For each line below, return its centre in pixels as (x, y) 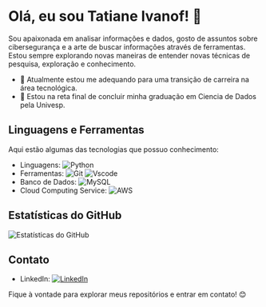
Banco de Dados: (48, 181)
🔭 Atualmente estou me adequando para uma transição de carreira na (135, 79)
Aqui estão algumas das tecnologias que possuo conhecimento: (114, 149)
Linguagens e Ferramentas (77, 130)
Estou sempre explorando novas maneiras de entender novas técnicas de (129, 55)
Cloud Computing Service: (64, 190)
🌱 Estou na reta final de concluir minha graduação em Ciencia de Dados (138, 96)
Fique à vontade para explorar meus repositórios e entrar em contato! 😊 (127, 294)
